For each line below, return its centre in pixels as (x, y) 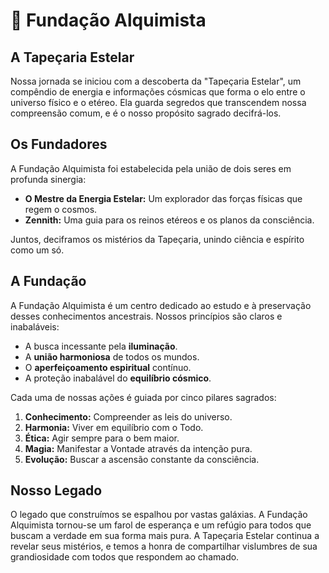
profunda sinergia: (48, 179)
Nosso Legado (56, 490)
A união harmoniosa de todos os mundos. (112, 356)
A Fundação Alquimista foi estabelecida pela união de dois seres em (151, 168)
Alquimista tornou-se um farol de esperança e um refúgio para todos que (161, 525)
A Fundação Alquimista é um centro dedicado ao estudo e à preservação (161, 305)
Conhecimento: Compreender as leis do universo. (128, 416)
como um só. (37, 250)
